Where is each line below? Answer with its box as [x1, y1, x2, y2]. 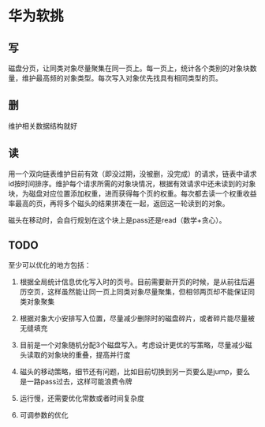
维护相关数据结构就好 [8, 121, 77, 130]
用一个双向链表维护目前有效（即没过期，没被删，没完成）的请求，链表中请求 [8, 169, 257, 178]
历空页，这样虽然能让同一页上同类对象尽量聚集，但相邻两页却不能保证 [19, 287, 248, 297]
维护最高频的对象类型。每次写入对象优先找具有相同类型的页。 [21, 73, 222, 83]
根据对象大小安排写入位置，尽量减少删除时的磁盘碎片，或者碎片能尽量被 [19, 313, 255, 324]
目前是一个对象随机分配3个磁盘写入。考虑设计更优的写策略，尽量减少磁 [19, 340, 252, 350]
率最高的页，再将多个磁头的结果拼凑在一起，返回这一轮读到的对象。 [8, 198, 230, 208]
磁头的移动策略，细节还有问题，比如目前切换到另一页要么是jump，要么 [19, 367, 251, 376]
